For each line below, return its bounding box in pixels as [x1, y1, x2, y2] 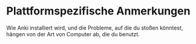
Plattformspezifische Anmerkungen [6, 4, 191, 18]
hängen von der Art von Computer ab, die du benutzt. [6, 30, 140, 37]
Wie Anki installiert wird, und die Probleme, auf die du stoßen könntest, [6, 24, 183, 31]
